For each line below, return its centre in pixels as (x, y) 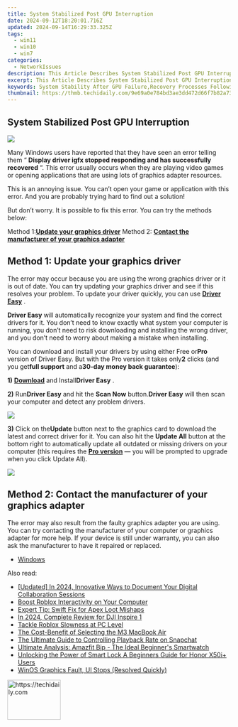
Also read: (22, 573)
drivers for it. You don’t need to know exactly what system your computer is (118, 322)
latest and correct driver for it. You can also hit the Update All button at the (117, 436)
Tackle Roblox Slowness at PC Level (70, 624)
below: (17, 217)
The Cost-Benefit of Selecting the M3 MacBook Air (92, 632)
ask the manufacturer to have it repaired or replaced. (84, 545)
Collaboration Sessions (51, 594)
